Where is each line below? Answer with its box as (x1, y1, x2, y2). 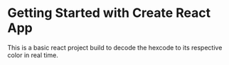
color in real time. (7, 51, 58, 59)
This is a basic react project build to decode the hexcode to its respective (7, 43, 223, 52)
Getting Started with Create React (7, 5, 211, 21)
